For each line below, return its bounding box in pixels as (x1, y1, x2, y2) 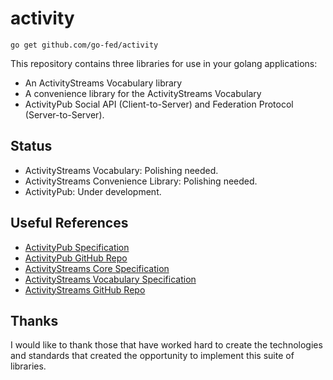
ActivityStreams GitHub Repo (24, 283, 146, 296)
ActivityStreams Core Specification (24, 262, 170, 274)
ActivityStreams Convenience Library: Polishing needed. (24, 175, 258, 187)
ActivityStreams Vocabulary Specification (24, 273, 197, 285)
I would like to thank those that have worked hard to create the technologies (10, 339, 323, 351)
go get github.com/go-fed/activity (10, 40, 159, 50)
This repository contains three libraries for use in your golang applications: (10, 57, 318, 69)
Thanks (10, 312, 59, 329)
